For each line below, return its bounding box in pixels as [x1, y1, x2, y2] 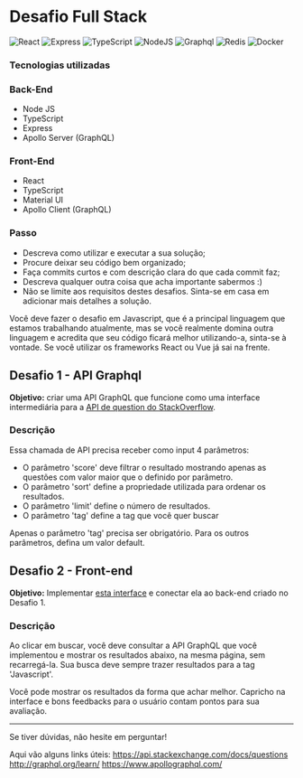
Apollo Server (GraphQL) [22, 133, 115, 144]
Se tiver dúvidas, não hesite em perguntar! [9, 731, 168, 742]
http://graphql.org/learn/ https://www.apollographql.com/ [9, 758, 223, 769]
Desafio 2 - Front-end [9, 563, 133, 579]
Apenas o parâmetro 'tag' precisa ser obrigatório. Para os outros [9, 527, 250, 539]
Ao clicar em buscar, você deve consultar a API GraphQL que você [9, 640, 258, 651]
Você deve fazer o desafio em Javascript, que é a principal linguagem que [9, 313, 286, 323]
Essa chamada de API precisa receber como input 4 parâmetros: [9, 445, 250, 455]
